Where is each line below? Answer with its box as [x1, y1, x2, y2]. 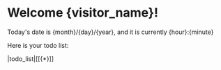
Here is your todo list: [7, 41, 69, 49]
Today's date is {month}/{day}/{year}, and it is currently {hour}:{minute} [7, 28, 214, 36]
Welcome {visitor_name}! [7, 5, 159, 21]
